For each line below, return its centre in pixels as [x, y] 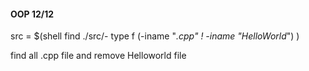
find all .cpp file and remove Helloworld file [98, 56]
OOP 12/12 [32, 14]
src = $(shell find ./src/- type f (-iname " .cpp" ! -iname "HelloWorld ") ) [155, 36]
